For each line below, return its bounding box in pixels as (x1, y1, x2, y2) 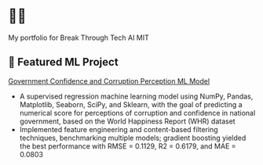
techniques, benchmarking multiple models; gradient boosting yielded (19, 133, 247, 142)
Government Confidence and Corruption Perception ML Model (8, 76, 210, 85)
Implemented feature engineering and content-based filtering (19, 124, 218, 134)
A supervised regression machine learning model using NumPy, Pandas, (19, 91, 254, 101)
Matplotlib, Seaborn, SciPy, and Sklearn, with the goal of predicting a (19, 99, 243, 109)
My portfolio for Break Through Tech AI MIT (8, 33, 149, 42)
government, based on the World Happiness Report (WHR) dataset (19, 117, 236, 126)
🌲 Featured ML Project (8, 56, 119, 69)
